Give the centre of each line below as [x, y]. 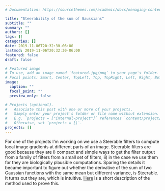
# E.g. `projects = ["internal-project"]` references [63, 118]
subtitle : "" [18, 23]
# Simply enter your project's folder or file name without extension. [82, 114]
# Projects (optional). [29, 105]
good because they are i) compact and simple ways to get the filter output [80, 152]
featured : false [22, 55]
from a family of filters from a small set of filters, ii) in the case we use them [82, 157]
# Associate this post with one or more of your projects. [69, 109]
